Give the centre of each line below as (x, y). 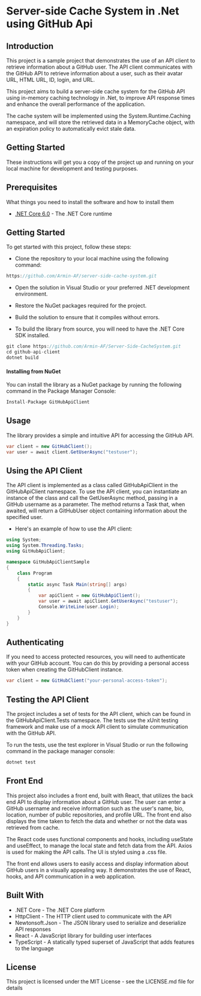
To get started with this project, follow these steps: (69, 247)
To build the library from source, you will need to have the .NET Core (100, 329)
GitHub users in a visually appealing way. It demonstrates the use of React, (99, 870)
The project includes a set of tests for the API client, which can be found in (98, 714)
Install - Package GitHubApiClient (48, 402)
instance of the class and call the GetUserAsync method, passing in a (92, 498)
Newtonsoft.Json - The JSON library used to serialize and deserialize (100, 923)
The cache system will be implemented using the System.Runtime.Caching (98, 116)
